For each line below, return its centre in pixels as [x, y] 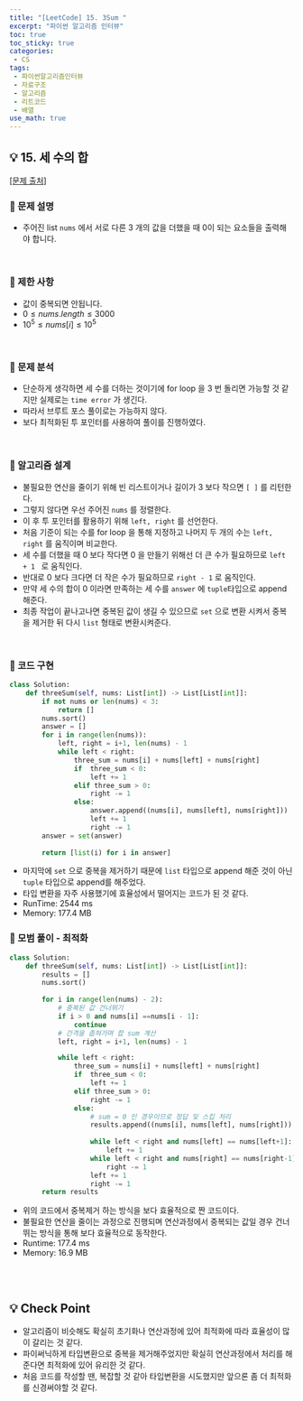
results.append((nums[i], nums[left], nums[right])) [191, 1125]
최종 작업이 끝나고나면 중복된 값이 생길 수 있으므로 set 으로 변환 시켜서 [146, 611]
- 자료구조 [30, 85]
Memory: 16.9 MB [55, 1253]
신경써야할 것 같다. [64, 1387]
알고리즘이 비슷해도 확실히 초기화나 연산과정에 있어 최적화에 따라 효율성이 [151, 1331]
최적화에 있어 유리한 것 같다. [96, 1365]
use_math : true [38, 118]
